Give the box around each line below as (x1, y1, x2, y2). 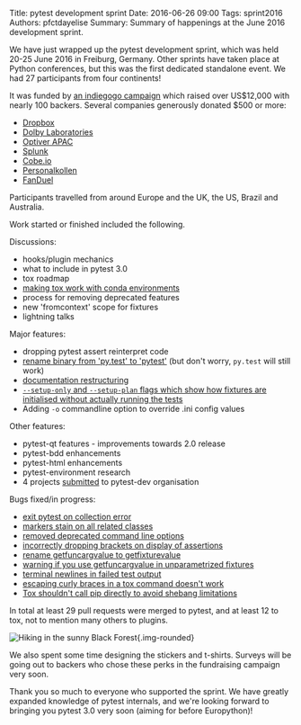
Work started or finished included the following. (9, 219, 186, 229)
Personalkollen (22, 166, 78, 175)
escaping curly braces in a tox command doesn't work (22, 578, 225, 588)
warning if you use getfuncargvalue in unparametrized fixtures (22, 559, 254, 569)
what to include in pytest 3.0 (22, 264, 128, 273)
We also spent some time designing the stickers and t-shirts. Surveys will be (9, 649, 292, 660)
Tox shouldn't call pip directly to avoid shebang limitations (22, 588, 238, 598)
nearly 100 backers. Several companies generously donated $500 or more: (9, 100, 287, 111)
